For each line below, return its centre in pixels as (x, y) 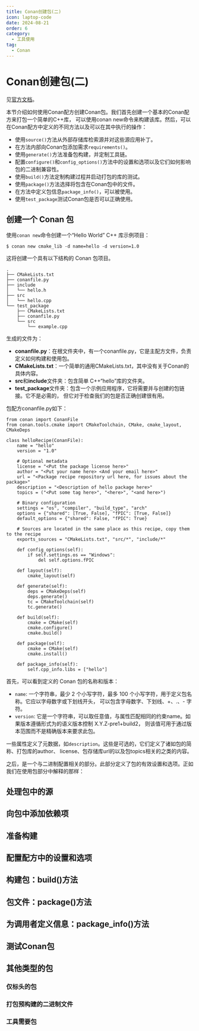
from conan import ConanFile (42, 419)
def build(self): (38, 617)
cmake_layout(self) (52, 576)
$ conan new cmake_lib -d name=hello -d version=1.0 (73, 246)
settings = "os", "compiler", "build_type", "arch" (82, 508)
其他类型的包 (30, 968)
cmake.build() (45, 633)
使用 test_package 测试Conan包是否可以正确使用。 (75, 199)
